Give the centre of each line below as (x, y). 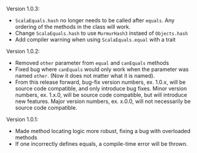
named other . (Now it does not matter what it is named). (85, 76)
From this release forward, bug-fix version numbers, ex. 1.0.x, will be (100, 82)
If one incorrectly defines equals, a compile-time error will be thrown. (101, 144)
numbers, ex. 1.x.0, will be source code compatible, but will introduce (101, 95)
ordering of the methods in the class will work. (73, 27)
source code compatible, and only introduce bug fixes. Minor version (101, 89)
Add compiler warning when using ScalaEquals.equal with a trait (95, 39)
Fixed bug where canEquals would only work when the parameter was (102, 69)
